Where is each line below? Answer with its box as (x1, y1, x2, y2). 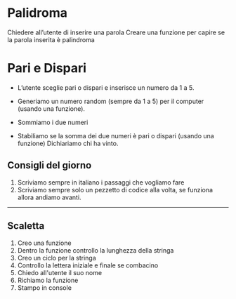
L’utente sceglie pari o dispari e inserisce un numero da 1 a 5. (17, 83, 195, 92)
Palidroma (7, 5, 68, 21)
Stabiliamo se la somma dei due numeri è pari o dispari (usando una (17, 131, 214, 140)
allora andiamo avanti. (17, 193, 82, 201)
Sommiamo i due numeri (17, 118, 88, 126)
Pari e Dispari (7, 60, 86, 77)
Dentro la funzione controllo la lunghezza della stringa (17, 246, 174, 254)
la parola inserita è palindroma (7, 35, 95, 44)
